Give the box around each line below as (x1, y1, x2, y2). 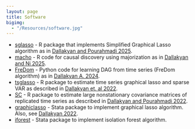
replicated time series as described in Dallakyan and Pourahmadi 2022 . (14, 98, 188, 105)
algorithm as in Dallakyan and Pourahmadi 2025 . (14, 48, 133, 55)
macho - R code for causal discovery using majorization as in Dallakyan (14, 54, 189, 61)
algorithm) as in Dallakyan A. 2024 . (14, 72, 100, 80)
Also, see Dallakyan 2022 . (14, 110, 78, 117)
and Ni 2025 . (14, 60, 47, 67)
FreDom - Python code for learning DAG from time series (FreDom (14, 66, 176, 74)
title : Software (6, 14, 46, 20)
